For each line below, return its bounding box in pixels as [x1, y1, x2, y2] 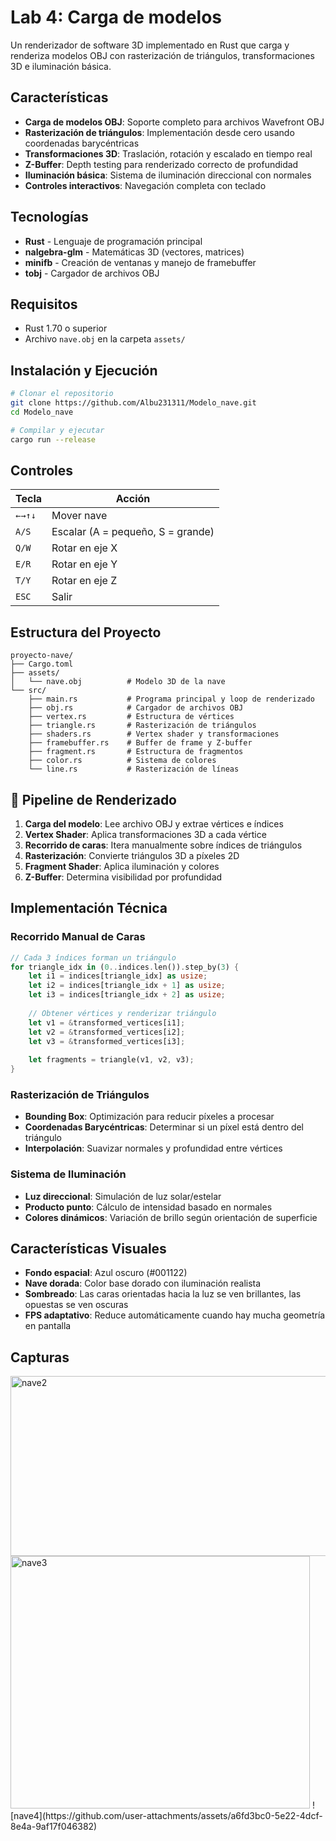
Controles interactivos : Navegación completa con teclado [24, 179, 267, 191]
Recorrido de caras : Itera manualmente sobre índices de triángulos [24, 839, 303, 851]
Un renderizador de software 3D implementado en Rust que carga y [10, 39, 290, 51]
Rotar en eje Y [51, 557, 118, 571]
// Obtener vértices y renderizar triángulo [28, 1008, 217, 1018]
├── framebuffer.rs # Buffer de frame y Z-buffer [28, 738, 253, 748]
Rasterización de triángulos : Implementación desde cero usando [24, 126, 295, 138]
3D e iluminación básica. [10, 60, 112, 72]
